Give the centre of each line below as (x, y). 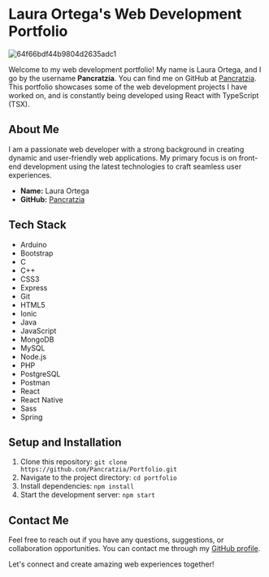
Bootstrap (37, 253)
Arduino (33, 244)
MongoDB (37, 339)
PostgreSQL (40, 373)
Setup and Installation (65, 442)
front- (248, 157)
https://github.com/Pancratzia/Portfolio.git (98, 470)
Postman (35, 382)
